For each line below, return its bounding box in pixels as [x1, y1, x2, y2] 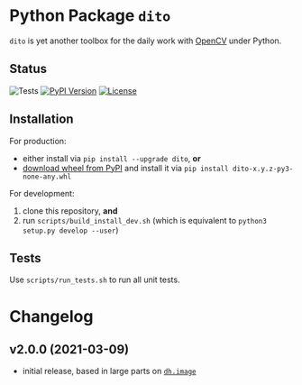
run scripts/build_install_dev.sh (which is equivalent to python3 [22, 215, 268, 225]
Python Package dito [9, 5, 171, 26]
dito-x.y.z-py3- [233, 164, 294, 173]
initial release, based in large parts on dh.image [22, 366, 197, 377]
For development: [9, 188, 75, 198]
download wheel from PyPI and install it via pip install [22, 162, 229, 173]
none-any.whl [22, 172, 72, 181]
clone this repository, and [22, 205, 118, 216]
